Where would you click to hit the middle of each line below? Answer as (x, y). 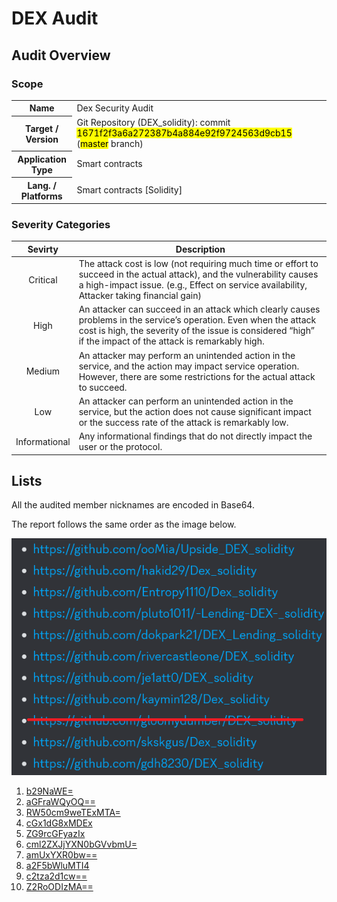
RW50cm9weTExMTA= (73, 813)
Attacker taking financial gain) (140, 296)
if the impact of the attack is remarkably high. (171, 341)
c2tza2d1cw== (56, 876)
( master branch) (110, 144)
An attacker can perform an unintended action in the (186, 401)
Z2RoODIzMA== (59, 887)
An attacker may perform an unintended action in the (187, 355)
